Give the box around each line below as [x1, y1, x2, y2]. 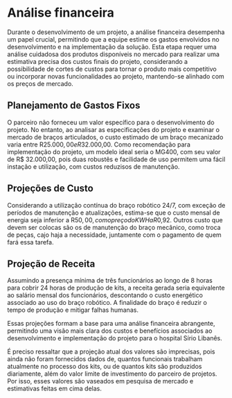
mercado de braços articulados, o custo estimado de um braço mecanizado [7, 133, 224, 141]
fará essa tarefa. [7, 238, 54, 246]
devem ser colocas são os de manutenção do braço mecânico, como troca [7, 223, 221, 231]
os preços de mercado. [7, 79, 74, 88]
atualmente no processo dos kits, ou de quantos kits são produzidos [7, 363, 202, 371]
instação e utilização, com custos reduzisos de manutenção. [7, 162, 180, 171]
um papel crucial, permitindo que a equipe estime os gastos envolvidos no [7, 35, 220, 43]
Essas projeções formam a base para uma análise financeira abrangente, [7, 320, 215, 328]
